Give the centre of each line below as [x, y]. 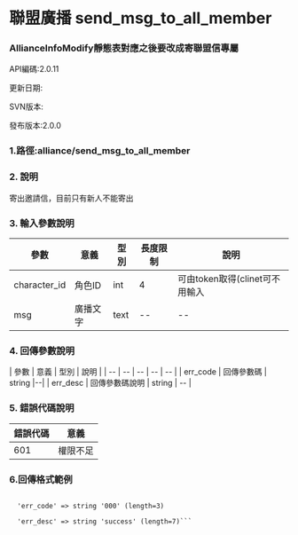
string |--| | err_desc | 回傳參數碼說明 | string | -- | [101, 383]
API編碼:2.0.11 [34, 69]
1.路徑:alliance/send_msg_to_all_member [100, 151]
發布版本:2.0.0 [35, 126]
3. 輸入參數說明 [42, 223]
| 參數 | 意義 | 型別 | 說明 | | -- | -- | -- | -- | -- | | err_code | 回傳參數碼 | [138, 372]
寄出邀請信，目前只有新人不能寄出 [71, 198]
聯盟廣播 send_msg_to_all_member [141, 18]
